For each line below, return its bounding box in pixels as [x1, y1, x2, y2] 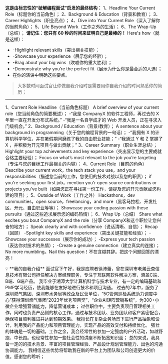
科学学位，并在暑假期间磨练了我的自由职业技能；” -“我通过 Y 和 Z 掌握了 [13, 136, 163, 142]
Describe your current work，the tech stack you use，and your [5, 167, 136, 173]
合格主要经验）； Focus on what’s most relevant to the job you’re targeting [5, 155, 156, 160]
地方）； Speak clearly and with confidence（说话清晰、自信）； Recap [13, 223, 158, 229]
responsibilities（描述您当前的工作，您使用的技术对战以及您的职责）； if [5, 173, 152, 179]
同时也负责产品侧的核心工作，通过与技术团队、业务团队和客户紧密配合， [13, 310, 163, 315]
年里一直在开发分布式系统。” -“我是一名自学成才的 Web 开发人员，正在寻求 [5, 117, 157, 123]
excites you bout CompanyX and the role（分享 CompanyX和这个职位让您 [5, 217, 157, 223]
